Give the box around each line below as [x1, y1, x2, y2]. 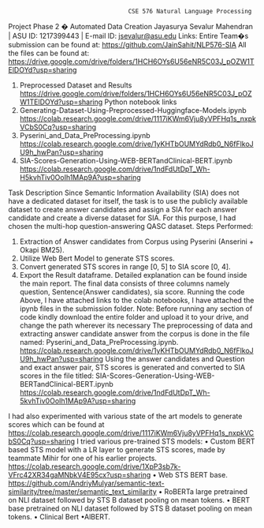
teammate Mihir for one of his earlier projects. [8, 454, 158, 462]
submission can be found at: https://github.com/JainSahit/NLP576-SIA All [8, 40, 247, 49]
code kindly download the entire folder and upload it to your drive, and [19, 313, 249, 321]
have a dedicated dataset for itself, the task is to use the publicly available [8, 197, 248, 205]
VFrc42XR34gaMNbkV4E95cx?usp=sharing [8, 470, 151, 479]
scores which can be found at [8, 420, 105, 429]
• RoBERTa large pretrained [158, 487, 248, 496]
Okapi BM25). [19, 245, 65, 254]
